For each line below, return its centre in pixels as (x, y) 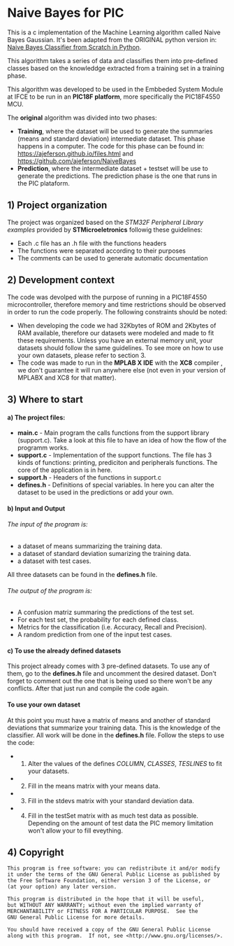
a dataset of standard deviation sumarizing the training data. (104, 553)
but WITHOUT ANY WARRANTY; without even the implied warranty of (104, 905)
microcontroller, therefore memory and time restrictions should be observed (117, 304)
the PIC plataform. (43, 183)
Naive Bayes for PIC (66, 13)
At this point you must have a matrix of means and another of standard (109, 720)
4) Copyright (36, 852)
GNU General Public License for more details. (76, 918)
